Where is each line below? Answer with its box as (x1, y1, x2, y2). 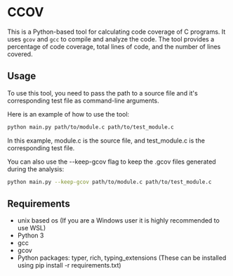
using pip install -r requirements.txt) (17, 261, 121, 270)
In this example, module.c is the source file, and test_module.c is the (7, 136, 206, 145)
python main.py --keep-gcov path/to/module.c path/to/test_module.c (7, 178, 212, 185)
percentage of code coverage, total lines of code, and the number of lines (7, 42, 221, 51)
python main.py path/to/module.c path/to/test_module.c (7, 124, 174, 131)
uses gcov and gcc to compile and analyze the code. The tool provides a (7, 34, 215, 43)
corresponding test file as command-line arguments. (7, 96, 159, 105)
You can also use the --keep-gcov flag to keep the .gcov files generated (7, 157, 216, 166)
